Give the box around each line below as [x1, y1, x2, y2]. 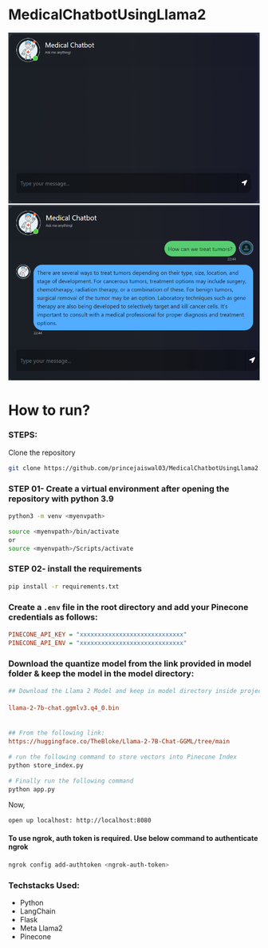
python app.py [8, 785, 56, 793]
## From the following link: [8, 729, 105, 737]
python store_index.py [8, 762, 84, 770]
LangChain [19, 906, 56, 916]
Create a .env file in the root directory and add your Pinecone [8, 601, 249, 612]
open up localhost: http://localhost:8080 [8, 816, 152, 824]
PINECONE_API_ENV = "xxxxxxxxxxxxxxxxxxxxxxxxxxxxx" [8, 639, 187, 647]
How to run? [8, 401, 90, 419]
